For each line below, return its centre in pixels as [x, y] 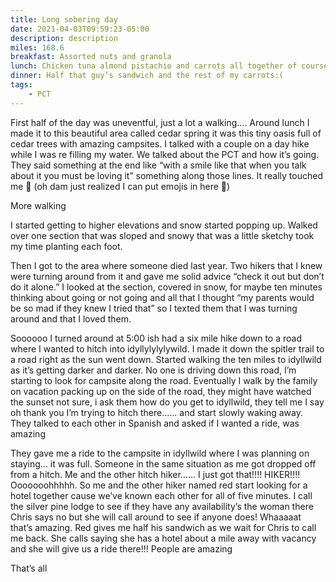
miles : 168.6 [37, 47]
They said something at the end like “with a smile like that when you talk [158, 165]
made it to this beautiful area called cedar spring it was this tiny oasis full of [166, 133]
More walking [38, 205]
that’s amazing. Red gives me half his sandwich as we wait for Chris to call [163, 527]
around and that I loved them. [71, 318]
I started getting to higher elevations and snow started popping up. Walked [164, 225]
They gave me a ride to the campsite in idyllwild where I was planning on [160, 453]
